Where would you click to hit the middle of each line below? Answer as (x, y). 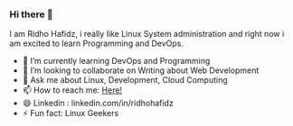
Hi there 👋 (32, 14)
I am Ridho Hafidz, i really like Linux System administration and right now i (147, 34)
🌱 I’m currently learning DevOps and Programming (116, 61)
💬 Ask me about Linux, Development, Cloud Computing (125, 80)
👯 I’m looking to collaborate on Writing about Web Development (141, 70)
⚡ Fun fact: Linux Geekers (71, 113)
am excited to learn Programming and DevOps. (96, 43)
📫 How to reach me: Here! (72, 90)
